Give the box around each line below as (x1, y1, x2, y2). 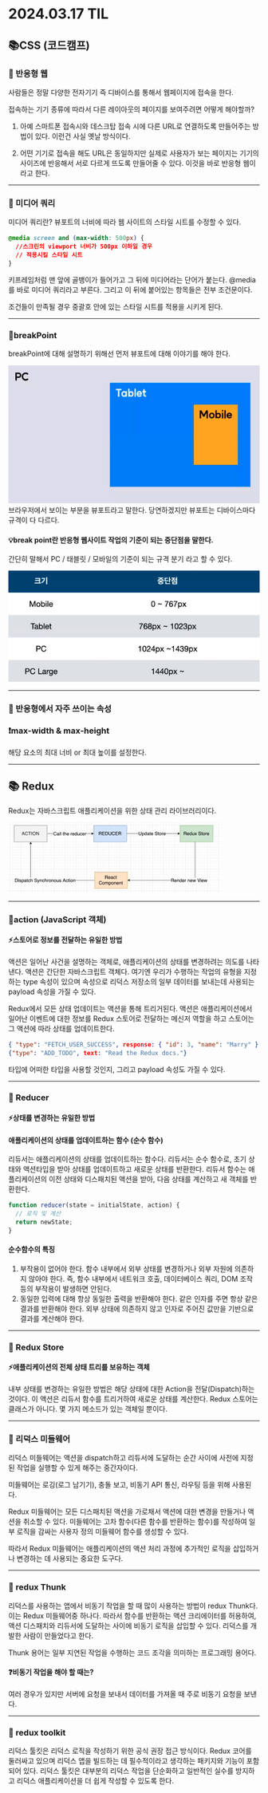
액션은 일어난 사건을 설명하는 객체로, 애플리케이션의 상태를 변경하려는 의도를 (8, 956, 245, 966)
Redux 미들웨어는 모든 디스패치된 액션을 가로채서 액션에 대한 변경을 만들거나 (8, 1507, 246, 1516)
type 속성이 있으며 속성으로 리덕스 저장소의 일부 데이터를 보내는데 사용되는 (22, 976, 255, 986)
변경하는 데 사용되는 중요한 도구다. (16, 1554, 124, 1563)
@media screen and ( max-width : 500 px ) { (8, 234, 145, 242)
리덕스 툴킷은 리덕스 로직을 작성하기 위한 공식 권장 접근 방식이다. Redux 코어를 (8, 1746, 253, 1756)
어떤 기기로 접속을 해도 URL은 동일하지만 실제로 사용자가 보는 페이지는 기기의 (19, 148, 259, 158)
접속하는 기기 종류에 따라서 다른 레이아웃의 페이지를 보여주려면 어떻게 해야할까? (8, 104, 255, 114)
